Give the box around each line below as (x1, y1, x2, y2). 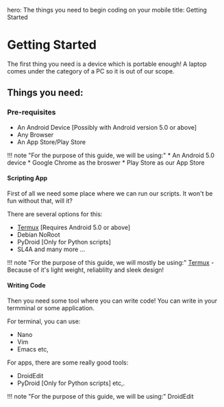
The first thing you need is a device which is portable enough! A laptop (7, 60, 207, 68)
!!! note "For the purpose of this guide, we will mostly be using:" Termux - (7, 258, 214, 266)
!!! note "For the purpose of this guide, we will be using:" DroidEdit (7, 393, 194, 401)
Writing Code (7, 281, 46, 290)
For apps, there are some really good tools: (7, 358, 129, 367)
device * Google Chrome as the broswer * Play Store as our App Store (7, 158, 206, 167)
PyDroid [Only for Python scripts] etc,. (16, 379, 125, 387)
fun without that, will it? (7, 196, 73, 205)
